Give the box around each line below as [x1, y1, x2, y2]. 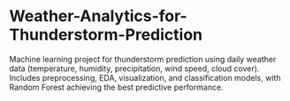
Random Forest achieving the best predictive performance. [9, 82, 224, 92]
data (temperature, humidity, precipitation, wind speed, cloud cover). [9, 63, 260, 74]
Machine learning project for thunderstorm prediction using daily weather [9, 54, 277, 64]
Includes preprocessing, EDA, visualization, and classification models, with [9, 72, 281, 83]
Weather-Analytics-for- [9, 6, 187, 26]
